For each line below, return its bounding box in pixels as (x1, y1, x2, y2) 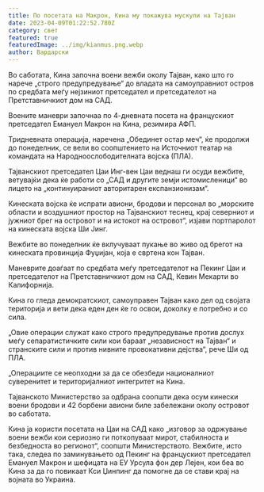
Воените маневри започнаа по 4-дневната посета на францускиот (8, 111, 234, 120)
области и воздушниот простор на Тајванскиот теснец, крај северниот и (8, 208, 254, 216)
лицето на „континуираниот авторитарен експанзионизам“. (8, 184, 209, 193)
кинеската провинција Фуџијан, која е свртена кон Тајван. (8, 248, 205, 257)
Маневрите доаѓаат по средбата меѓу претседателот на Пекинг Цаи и (8, 263, 246, 273)
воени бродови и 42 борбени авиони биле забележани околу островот (8, 401, 250, 410)
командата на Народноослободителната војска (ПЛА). (8, 151, 193, 161)
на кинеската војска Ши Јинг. (8, 224, 109, 234)
